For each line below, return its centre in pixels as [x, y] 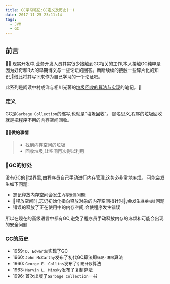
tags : [11, 19]
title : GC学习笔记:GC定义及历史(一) [40, 10]
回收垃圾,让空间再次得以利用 [55, 151]
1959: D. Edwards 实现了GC [40, 251]
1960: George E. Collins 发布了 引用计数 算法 [57, 264]
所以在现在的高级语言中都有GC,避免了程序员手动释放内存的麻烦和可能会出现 [84, 218]
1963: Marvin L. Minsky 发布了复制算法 [53, 270]
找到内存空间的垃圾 [45, 145]
